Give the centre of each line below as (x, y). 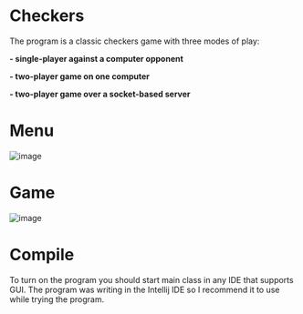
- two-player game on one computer (80, 76)
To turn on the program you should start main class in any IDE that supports (151, 279)
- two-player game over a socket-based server (100, 94)
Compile (42, 255)
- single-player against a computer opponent (97, 58)
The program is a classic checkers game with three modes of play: (135, 41)
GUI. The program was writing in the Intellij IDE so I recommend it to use (145, 289)
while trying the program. (57, 299)
